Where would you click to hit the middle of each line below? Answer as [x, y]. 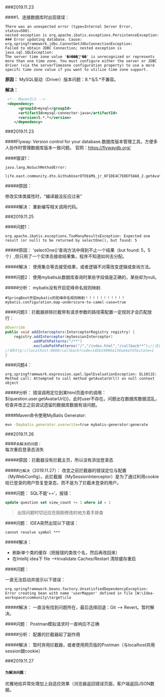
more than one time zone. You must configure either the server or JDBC [81, 61]
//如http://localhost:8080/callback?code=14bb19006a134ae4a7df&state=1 [80, 350]
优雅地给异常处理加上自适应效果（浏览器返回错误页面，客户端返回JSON [78, 684]
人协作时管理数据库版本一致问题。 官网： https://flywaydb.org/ [68, 148]
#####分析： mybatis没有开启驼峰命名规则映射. [54, 288]
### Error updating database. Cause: [44, 39]
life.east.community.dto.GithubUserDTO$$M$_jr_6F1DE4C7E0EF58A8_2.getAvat [83, 176]
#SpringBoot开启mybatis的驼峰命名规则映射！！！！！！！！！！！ [65, 298]
